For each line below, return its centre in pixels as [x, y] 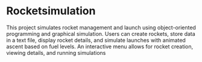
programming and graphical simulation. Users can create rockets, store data [101, 33]
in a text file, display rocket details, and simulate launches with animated [96, 40]
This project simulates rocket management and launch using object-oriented [101, 27]
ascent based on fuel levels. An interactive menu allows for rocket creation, [100, 46]
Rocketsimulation [51, 11]
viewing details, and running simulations [56, 52]
